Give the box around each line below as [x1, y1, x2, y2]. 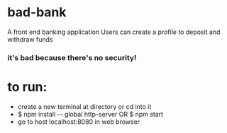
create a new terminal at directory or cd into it [17, 102, 152, 110]
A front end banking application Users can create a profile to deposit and [7, 28, 221, 36]
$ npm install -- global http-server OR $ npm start [17, 110, 164, 118]
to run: [7, 79, 48, 96]
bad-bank [7, 4, 67, 21]
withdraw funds [7, 35, 53, 43]
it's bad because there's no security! [7, 52, 137, 62]
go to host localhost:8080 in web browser [17, 117, 140, 126]
